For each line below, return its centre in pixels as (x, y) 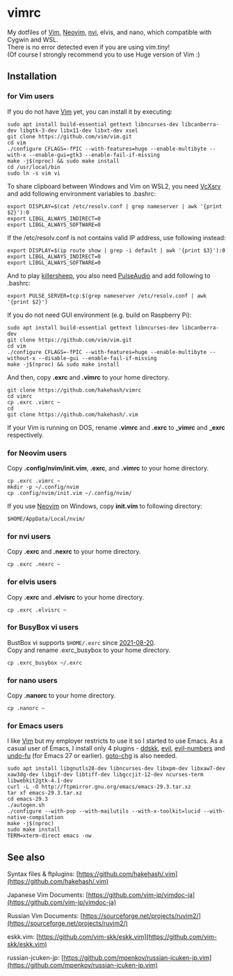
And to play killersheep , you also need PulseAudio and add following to (109, 275)
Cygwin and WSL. (33, 39)
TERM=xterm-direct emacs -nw (49, 836)
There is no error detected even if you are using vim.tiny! (89, 47)
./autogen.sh (26, 805)
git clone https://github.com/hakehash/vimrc (74, 390)
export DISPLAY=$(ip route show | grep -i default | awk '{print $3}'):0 (116, 250)
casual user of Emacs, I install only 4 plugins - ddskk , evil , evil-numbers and (116, 748)
